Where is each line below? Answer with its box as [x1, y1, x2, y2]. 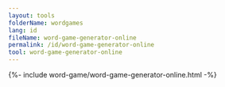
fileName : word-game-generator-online [8, 33, 137, 42]
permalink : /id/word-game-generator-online [8, 41, 155, 49]
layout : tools [8, 11, 56, 20]
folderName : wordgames [8, 19, 83, 27]
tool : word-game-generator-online [8, 48, 123, 56]
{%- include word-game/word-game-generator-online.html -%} [8, 70, 217, 79]
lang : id [8, 26, 37, 34]
